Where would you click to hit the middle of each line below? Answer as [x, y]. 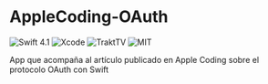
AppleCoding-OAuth [89, 17]
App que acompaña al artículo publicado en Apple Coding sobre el [134, 59]
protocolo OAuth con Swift [59, 69]
